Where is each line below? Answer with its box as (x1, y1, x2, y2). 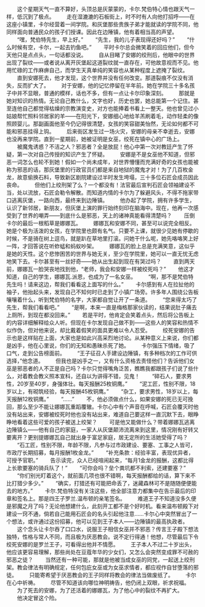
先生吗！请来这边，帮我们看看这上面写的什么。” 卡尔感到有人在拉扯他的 (6, 281, 195, 288)
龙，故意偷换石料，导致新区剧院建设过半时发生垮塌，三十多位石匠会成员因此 (6, 174, 199, 181)
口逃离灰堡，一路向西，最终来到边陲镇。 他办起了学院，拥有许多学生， (6, 196, 195, 204)
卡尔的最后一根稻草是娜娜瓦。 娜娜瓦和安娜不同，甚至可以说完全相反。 (6, 220, 195, 226)
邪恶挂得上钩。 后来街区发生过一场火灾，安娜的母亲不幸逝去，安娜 (16, 128, 195, 135)
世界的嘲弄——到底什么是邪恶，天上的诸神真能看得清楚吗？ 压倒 (22, 212, 195, 219)
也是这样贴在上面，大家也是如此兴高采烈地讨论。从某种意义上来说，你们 (11, 334, 193, 341)
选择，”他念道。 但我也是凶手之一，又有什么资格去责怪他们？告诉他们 (6, 357, 190, 364)
